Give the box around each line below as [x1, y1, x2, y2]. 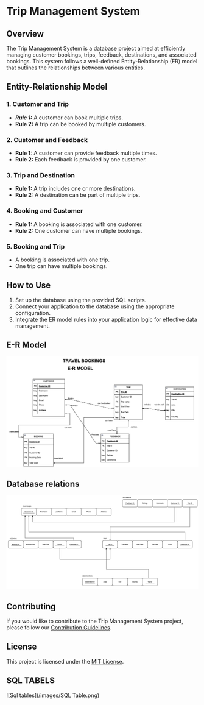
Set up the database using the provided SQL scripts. [15, 296, 147, 303]
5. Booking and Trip [6, 242, 65, 250]
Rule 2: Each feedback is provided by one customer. [15, 155, 147, 163]
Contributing [6, 601, 56, 612]
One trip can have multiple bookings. [15, 262, 108, 269]
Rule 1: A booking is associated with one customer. [15, 221, 143, 228]
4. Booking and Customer [6, 207, 83, 215]
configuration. [15, 309, 51, 316]
